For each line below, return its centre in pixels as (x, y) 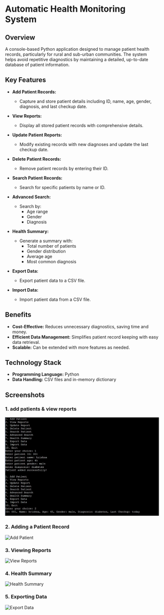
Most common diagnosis (51, 261)
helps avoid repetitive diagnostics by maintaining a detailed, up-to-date (77, 59)
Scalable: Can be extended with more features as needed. (71, 347)
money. (20, 332)
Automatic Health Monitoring (65, 9)
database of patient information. (37, 65)
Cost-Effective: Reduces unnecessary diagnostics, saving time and (80, 326)
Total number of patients (51, 246)
